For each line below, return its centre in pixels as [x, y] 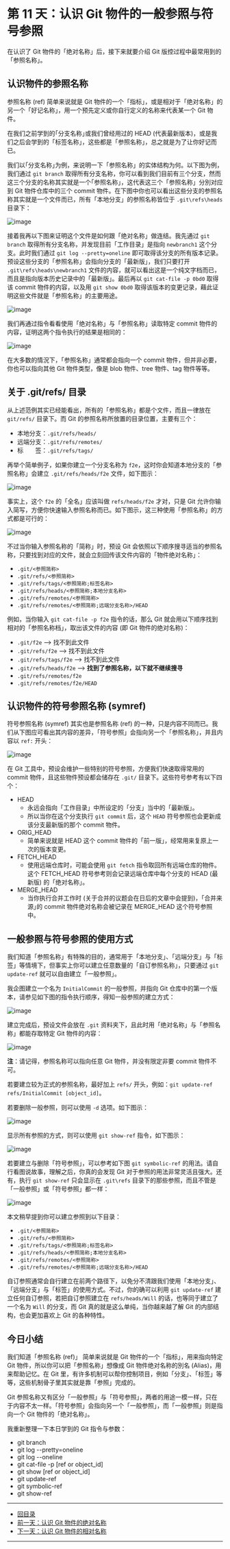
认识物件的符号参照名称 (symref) [77, 706]
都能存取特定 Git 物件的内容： [61, 1034]
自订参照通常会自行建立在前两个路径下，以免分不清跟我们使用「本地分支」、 [114, 1281]
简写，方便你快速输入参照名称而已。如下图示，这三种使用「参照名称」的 [115, 510]
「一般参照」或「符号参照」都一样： [58, 1189]
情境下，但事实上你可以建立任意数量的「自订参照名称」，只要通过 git [122, 965]
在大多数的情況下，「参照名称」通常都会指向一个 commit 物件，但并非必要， [114, 360]
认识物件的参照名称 [48, 84]
